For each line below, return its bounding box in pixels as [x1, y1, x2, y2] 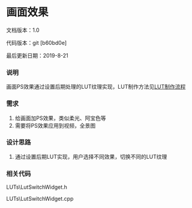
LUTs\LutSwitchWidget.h [6, 183, 68, 191]
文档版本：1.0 [6, 26, 40, 34]
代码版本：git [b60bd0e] [6, 39, 67, 46]
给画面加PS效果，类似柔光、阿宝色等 [14, 114, 106, 122]
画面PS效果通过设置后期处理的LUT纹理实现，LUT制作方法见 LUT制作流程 [6, 83, 186, 91]
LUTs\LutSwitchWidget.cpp [6, 195, 74, 203]
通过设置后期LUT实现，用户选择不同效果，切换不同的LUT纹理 [14, 153, 167, 160]
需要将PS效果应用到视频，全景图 [14, 122, 96, 129]
